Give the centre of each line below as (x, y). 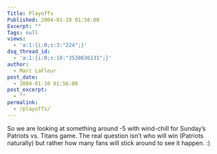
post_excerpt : (27, 90)
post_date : (23, 77)
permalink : (23, 103)
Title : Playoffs (30, 13)
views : (16, 39)
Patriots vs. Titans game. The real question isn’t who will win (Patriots (105, 136)
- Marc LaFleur (35, 70)
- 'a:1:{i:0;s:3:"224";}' (50, 45)
